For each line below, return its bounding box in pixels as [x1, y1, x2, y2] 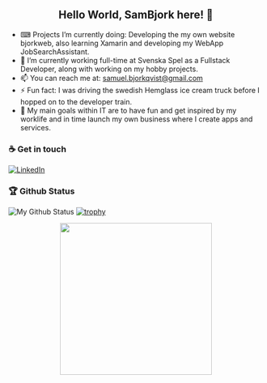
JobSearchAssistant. [19, 46, 90, 57]
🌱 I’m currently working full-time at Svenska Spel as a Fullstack [19, 55, 231, 65]
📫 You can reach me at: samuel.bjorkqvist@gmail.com [19, 73, 204, 83]
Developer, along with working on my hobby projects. [19, 64, 198, 74]
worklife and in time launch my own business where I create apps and [19, 114, 253, 124]
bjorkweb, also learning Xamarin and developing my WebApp [19, 38, 224, 48]
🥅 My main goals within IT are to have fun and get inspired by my [19, 105, 237, 115]
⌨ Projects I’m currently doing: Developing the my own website [19, 29, 235, 39]
